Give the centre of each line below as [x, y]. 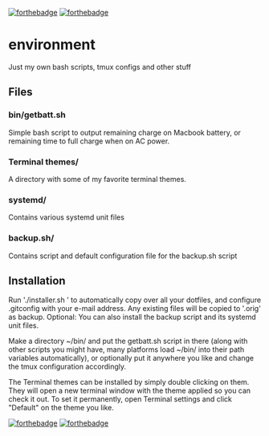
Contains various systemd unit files [66, 217]
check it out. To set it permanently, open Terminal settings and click [120, 399]
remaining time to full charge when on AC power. [89, 141]
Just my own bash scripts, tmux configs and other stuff [100, 67]
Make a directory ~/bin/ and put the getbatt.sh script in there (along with [128, 341]
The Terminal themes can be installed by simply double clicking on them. [129, 382]
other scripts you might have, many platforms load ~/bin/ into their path [126, 349]
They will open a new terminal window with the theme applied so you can [130, 391]
